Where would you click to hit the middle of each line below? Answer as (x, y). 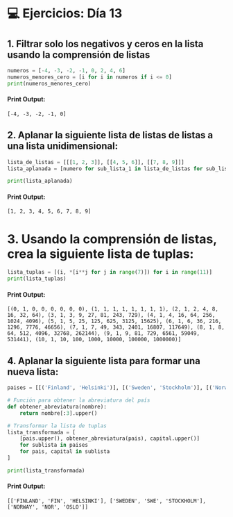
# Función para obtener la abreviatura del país (79, 400)
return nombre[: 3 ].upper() (59, 413)
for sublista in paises (54, 445)
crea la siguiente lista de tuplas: (101, 254)
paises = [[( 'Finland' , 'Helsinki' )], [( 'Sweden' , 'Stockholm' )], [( (110, 388)
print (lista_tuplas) (37, 279)
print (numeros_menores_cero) (49, 83)
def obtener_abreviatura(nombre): (57, 407)
